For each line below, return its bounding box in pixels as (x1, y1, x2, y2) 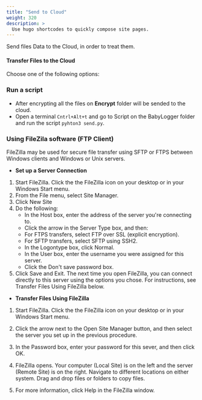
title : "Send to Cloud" (6, 9, 67, 15)
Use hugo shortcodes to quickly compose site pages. (12, 26, 149, 32)
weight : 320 (6, 15, 37, 21)
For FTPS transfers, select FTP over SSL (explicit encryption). (24, 231, 179, 238)
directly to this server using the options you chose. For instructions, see (15, 276, 196, 284)
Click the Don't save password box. (24, 263, 114, 271)
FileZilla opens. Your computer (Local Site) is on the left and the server (15, 362, 193, 369)
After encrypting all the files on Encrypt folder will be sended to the (15, 99, 186, 107)
